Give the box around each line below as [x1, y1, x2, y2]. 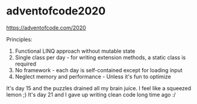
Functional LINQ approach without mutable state [14, 47, 136, 55]
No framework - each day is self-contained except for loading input [14, 66, 183, 73]
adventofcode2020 [6, 4, 106, 18]
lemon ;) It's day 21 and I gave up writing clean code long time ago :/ [6, 91, 176, 98]
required [14, 60, 37, 67]
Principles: [6, 35, 33, 43]
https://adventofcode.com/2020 [6, 24, 86, 31]
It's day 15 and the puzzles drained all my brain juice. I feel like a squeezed [6, 84, 192, 91]
